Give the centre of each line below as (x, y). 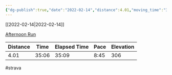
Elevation (123, 47)
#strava (13, 68)
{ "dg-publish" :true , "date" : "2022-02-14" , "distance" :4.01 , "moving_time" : (84, 10)
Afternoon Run (21, 34)
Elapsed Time (72, 47)
